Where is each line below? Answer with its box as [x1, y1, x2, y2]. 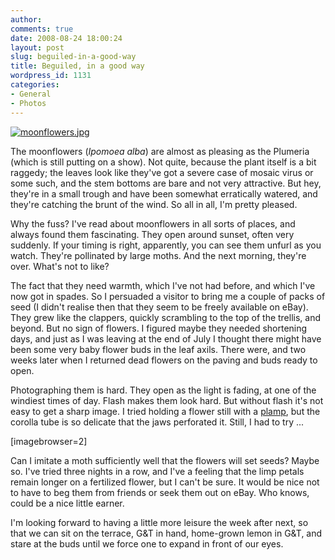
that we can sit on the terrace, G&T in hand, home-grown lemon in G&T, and [10, 527, 323, 539]
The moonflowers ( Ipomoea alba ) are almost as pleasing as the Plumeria [10, 145, 310, 157]
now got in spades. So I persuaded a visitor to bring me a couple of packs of [10, 290, 326, 302]
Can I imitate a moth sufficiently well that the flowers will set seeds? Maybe [10, 454, 320, 466]
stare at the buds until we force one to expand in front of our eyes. [10, 537, 284, 550]
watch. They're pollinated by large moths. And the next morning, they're [10, 249, 307, 261]
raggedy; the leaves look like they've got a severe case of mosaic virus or [10, 166, 314, 178]
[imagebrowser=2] [10, 435, 88, 447]
